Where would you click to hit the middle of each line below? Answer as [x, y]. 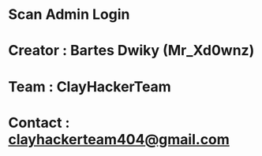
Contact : [39, 123]
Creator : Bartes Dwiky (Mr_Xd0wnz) [131, 51]
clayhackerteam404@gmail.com [119, 139]
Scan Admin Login [69, 15]
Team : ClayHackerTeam [90, 86]
